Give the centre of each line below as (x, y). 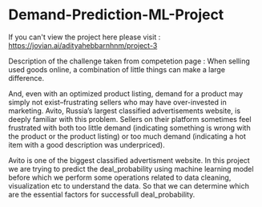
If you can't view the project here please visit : (85, 37)
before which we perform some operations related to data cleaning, (120, 177)
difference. (26, 78)
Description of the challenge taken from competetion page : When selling (129, 61)
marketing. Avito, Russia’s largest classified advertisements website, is (125, 111)
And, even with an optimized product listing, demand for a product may (126, 93)
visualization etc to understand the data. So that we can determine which (129, 185)
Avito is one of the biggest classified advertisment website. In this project (129, 160)
